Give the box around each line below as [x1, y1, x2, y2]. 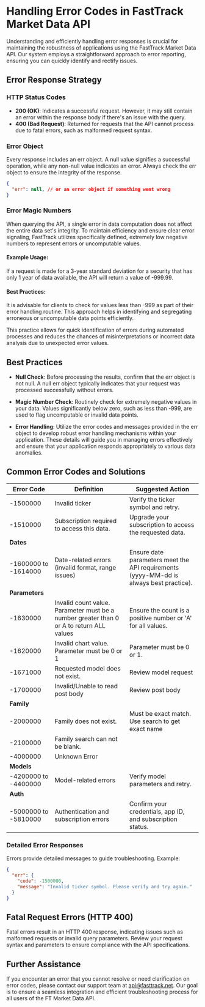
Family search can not [54, 734, 118, 743]
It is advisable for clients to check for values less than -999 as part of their [6, 302, 194, 309]
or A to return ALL [54, 621, 106, 630]
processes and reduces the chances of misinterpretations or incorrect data [6, 333, 195, 340]
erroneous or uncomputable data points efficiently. [6, 314, 134, 322]
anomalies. [15, 449, 43, 456]
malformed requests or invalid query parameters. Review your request [6, 935, 183, 942]
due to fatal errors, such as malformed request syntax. [15, 127, 153, 134]
